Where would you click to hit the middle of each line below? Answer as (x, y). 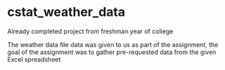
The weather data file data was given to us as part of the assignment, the (113, 44)
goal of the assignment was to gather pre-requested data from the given (112, 52)
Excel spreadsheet (34, 59)
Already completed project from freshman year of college (90, 31)
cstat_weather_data (66, 12)
